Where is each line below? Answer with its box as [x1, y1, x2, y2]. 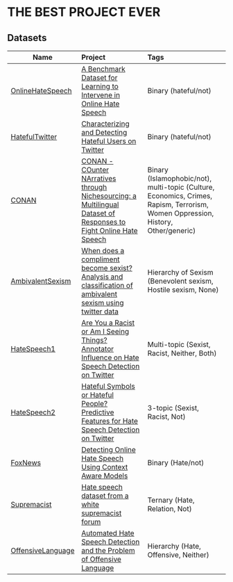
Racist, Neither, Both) [147, 348, 217, 358]
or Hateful [80, 390, 114, 400]
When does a [80, 246, 125, 255]
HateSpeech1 [10, 344, 55, 353]
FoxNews [10, 458, 42, 467]
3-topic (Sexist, [147, 403, 200, 412]
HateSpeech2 [10, 407, 55, 417]
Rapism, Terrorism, [147, 200, 209, 209]
